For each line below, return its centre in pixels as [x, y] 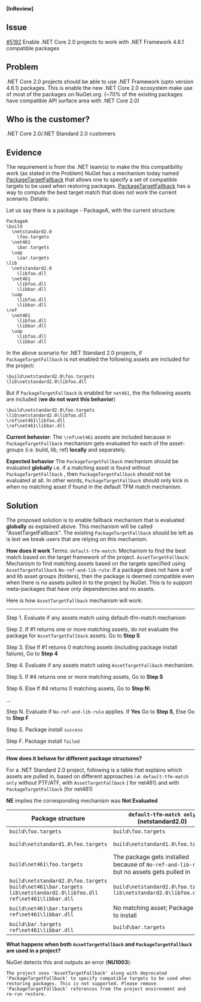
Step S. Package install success [45, 730]
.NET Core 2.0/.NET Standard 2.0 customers [61, 133]
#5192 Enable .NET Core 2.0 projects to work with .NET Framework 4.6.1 [95, 42]
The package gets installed [151, 857]
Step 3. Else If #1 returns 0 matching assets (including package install [92, 647]
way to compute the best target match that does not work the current [92, 192]
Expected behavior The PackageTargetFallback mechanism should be [92, 461]
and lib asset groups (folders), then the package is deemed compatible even [100, 576]
